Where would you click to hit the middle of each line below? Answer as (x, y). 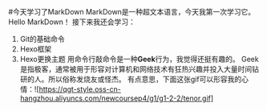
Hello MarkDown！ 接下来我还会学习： (72, 22)
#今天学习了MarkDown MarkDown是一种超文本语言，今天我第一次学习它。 (132, 12)
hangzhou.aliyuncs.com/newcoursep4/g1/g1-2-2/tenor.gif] (117, 98)
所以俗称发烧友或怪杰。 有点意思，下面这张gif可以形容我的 (145, 79)
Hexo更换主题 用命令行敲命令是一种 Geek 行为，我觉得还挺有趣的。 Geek (139, 59)
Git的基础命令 (42, 39)
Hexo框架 (36, 49)
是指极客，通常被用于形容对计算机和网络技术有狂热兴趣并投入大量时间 (136, 69)
